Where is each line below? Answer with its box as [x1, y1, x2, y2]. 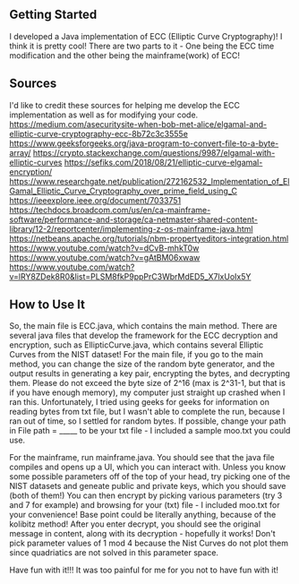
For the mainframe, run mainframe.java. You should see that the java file [9, 452, 275, 463]
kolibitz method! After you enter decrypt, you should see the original [9, 519, 261, 529]
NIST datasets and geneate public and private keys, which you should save [9, 481, 286, 492]
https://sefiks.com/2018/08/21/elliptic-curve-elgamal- [64, 157, 263, 167]
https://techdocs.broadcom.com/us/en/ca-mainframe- [9, 204, 211, 215]
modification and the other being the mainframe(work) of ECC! [9, 49, 240, 61]
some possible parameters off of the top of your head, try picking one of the [9, 471, 291, 482]
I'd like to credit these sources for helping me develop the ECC [9, 99, 240, 110]
